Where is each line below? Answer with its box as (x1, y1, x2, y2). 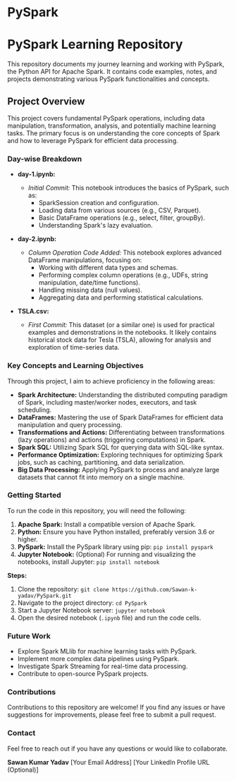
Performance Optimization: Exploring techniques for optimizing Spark (17, 450, 223, 459)
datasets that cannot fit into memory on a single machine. (17, 473, 185, 481)
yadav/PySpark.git (17, 592, 72, 599)
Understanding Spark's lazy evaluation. (38, 221, 153, 230)
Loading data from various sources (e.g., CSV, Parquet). (38, 206, 201, 215)
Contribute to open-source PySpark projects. (17, 670, 149, 678)
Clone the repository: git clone (17, 584, 109, 593)
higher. (17, 535, 38, 543)
